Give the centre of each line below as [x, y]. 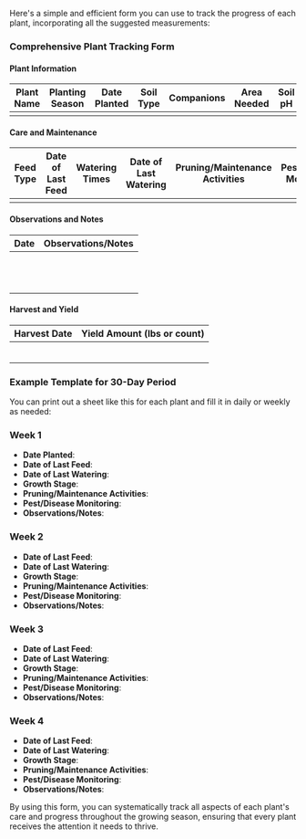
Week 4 [27, 720]
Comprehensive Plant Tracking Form [92, 47]
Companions [197, 98]
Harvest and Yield [44, 309]
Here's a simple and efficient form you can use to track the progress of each [153, 13]
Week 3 [26, 629]
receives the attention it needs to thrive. [84, 826]
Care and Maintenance [53, 132]
